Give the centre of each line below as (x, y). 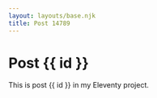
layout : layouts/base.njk (52, 16)
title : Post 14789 (39, 23)
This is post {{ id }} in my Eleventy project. (79, 85)
